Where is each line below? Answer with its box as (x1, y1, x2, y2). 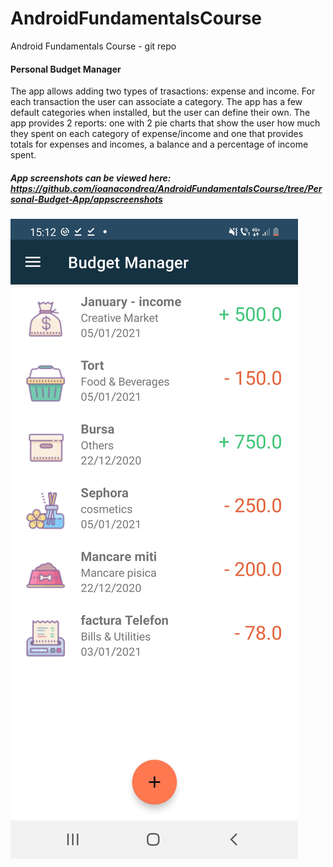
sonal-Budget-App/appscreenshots (10, 193, 163, 205)
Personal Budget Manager (10, 63, 122, 75)
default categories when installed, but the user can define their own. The (10, 107, 311, 119)
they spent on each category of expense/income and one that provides (10, 128, 304, 140)
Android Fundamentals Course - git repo (10, 40, 177, 52)
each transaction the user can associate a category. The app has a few (10, 96, 303, 108)
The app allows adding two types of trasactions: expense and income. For (10, 85, 316, 97)
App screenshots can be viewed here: (10, 172, 172, 184)
